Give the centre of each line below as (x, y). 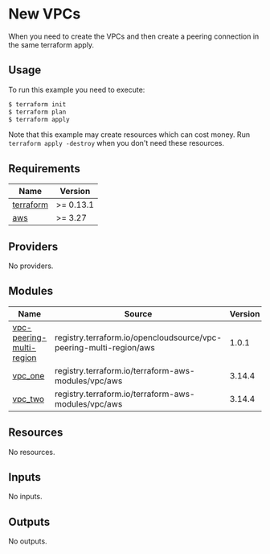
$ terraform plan (37, 112)
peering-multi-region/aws (105, 347)
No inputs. (25, 497)
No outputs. (28, 541)
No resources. (32, 452)
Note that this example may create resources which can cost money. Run (129, 134)
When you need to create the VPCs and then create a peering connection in (134, 36)
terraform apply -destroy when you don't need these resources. (117, 143)
